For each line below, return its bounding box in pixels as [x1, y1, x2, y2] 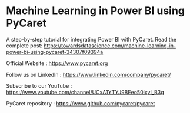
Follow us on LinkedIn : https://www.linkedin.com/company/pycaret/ [6, 71, 171, 78]
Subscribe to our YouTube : [6, 82, 72, 89]
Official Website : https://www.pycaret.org [6, 60, 108, 67]
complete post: [6, 42, 43, 49]
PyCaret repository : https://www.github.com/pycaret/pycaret [6, 100, 155, 107]
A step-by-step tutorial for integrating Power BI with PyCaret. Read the [6, 36, 177, 43]
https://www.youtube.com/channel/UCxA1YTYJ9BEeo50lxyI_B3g [6, 88, 164, 95]
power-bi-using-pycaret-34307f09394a [6, 48, 104, 55]
